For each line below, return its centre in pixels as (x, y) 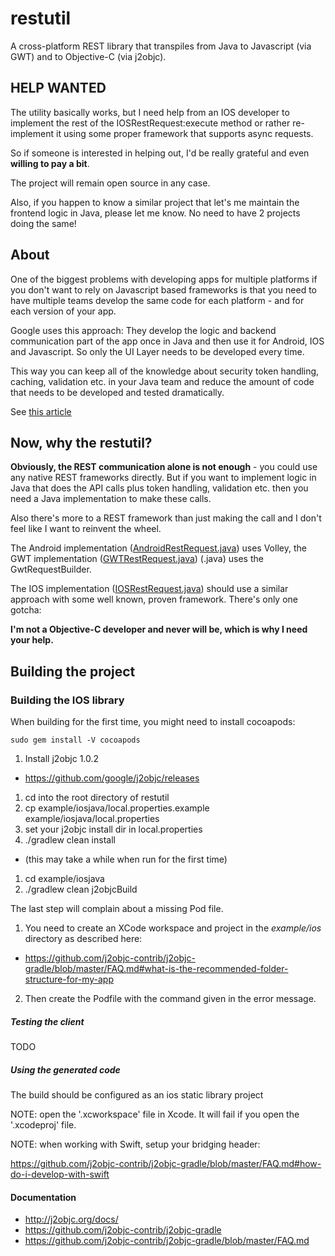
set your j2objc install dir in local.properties (113, 829)
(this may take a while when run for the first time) (126, 859)
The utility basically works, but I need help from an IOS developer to (150, 112)
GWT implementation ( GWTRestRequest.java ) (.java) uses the (137, 559)
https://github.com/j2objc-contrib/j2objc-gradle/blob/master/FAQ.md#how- (166, 1163)
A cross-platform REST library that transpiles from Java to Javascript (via (161, 46)
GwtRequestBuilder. (51, 569)
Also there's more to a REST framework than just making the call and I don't (166, 518)
